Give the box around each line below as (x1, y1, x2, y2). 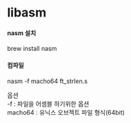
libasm (7, 5, 47, 21)
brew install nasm (7, 45, 57, 53)
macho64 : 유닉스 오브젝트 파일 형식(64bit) (7, 108, 125, 116)
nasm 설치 (7, 29, 37, 37)
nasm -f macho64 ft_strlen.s (7, 77, 88, 85)
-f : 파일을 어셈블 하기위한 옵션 (7, 100, 90, 108)
